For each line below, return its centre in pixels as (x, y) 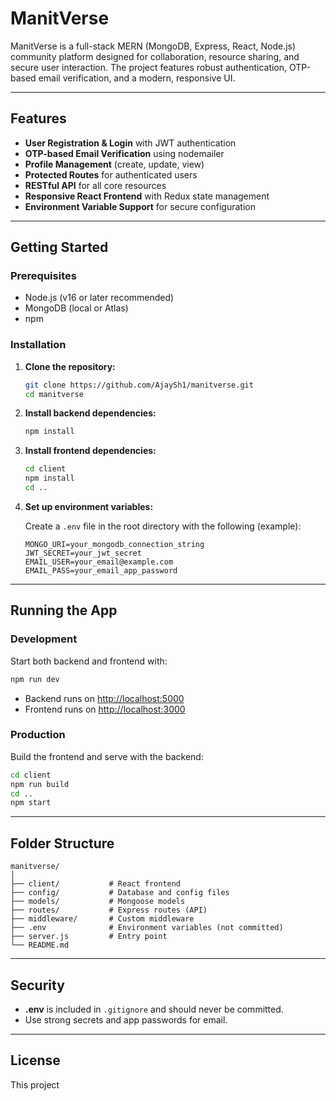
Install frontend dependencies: (90, 451)
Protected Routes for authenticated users (111, 174)
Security (37, 985)
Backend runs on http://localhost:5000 (104, 698)
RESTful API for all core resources (95, 185)
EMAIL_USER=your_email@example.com (99, 562)
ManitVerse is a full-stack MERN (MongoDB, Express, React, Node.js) (153, 46)
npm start (31, 803)
